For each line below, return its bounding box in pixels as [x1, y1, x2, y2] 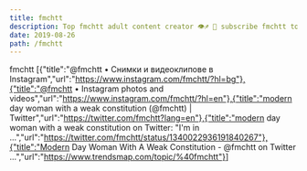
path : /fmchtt [9, 38, 64, 48]
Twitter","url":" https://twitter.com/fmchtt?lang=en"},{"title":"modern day [9, 112, 281, 123]
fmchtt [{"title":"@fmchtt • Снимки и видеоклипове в [9, 64, 214, 75]
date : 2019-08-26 [9, 30, 76, 39]
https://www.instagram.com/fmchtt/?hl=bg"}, [74, 74, 246, 85]
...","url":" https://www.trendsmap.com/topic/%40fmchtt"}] [9, 152, 229, 163]
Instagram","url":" [9, 74, 76, 85]
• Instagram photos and [74, 83, 164, 94]
